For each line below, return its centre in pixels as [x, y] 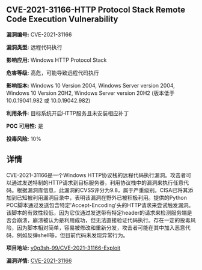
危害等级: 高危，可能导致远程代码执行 [53, 73]
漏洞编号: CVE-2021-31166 [39, 34]
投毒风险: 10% [24, 139]
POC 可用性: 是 [25, 126]
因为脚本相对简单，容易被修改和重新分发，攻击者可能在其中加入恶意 [101, 227]
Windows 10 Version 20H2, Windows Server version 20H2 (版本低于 [90, 93]
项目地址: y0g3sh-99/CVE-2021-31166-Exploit [63, 248]
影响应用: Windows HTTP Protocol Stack [57, 60]
